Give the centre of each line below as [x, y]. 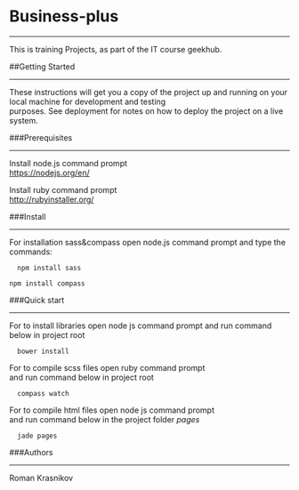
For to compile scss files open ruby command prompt [107, 367]
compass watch [43, 393]
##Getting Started [42, 66]
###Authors [31, 452]
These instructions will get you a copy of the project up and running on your [148, 92]
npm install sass [49, 268]
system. [24, 120]
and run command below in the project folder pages [105, 419]
